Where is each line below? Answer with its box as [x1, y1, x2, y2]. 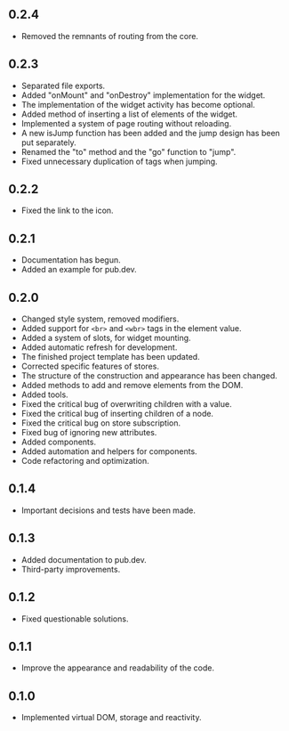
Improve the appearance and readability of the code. [20, 662, 215, 673]
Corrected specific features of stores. [20, 361, 159, 372]
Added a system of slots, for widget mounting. [20, 333, 192, 344]
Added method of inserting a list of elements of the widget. [20, 109, 237, 119]
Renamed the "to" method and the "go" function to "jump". [20, 146, 237, 157]
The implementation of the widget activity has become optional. [20, 99, 255, 110]
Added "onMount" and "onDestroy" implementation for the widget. [20, 89, 266, 101]
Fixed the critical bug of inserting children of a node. [20, 409, 214, 419]
